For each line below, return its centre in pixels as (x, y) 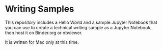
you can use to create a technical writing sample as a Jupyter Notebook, (79, 27)
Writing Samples (40, 9)
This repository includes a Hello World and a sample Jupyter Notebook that (81, 22)
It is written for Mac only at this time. (42, 42)
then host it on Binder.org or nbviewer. (44, 33)
